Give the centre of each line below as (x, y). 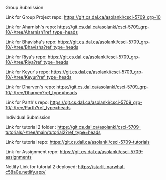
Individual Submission (28, 117)
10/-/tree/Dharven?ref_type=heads (41, 92)
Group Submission (24, 7)
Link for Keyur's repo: (28, 72)
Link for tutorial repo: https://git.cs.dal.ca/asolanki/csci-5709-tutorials (77, 142)
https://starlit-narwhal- (102, 167)
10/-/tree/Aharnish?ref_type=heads (42, 32)
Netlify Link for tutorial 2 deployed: (41, 167)
